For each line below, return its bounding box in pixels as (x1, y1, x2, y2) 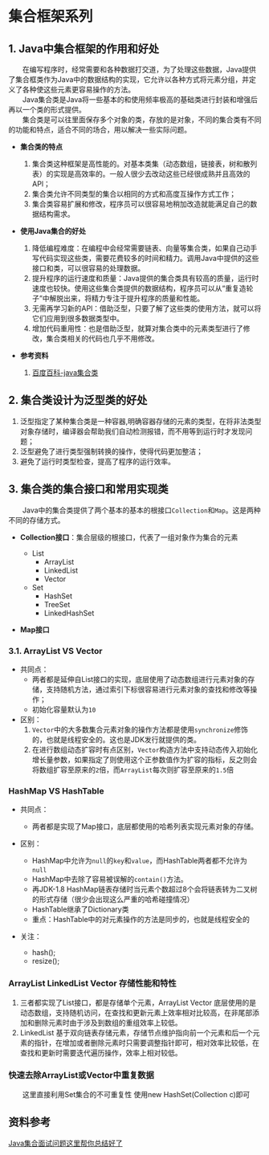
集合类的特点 (19, 142, 63, 151)
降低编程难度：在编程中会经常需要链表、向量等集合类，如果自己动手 (31, 243, 258, 253)
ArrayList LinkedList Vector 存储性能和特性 (8, 977, 177, 989)
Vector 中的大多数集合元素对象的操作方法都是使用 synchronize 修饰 (31, 724, 249, 734)
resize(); (31, 957, 60, 966)
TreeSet (43, 599, 71, 609)
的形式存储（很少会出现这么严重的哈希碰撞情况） (31, 895, 194, 904)
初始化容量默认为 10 (31, 704, 96, 714)
